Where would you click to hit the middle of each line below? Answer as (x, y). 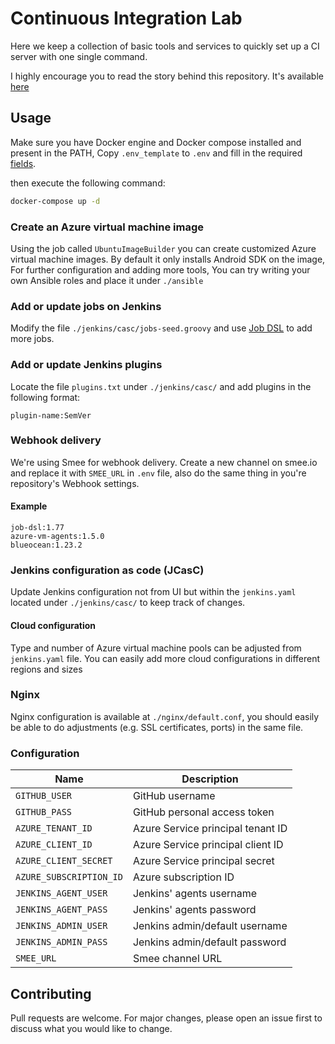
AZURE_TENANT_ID (54, 828)
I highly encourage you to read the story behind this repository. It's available (167, 76)
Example (29, 506)
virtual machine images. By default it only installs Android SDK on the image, (168, 259)
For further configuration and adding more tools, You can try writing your (160, 269)
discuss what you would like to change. (91, 1028)
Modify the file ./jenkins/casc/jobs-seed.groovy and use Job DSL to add (161, 328)
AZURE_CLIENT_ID (54, 845)
